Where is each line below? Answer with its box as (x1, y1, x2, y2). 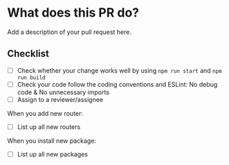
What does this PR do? (7, 5, 140, 21)
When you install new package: (7, 137, 97, 145)
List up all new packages (17, 150, 89, 158)
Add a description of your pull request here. (7, 28, 131, 36)
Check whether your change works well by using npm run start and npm (17, 66, 223, 74)
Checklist (7, 48, 50, 60)
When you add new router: (7, 109, 83, 117)
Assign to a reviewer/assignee (17, 95, 104, 103)
